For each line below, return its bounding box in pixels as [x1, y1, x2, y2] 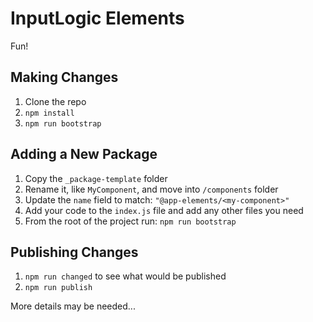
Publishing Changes [10, 243, 139, 261]
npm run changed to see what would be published [24, 270, 227, 282]
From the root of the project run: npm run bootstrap [24, 215, 237, 227]
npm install [24, 108, 75, 118]
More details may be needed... [10, 300, 136, 312]
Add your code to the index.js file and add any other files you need [24, 204, 304, 216]
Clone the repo [24, 95, 87, 107]
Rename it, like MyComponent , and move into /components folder [24, 183, 279, 195]
